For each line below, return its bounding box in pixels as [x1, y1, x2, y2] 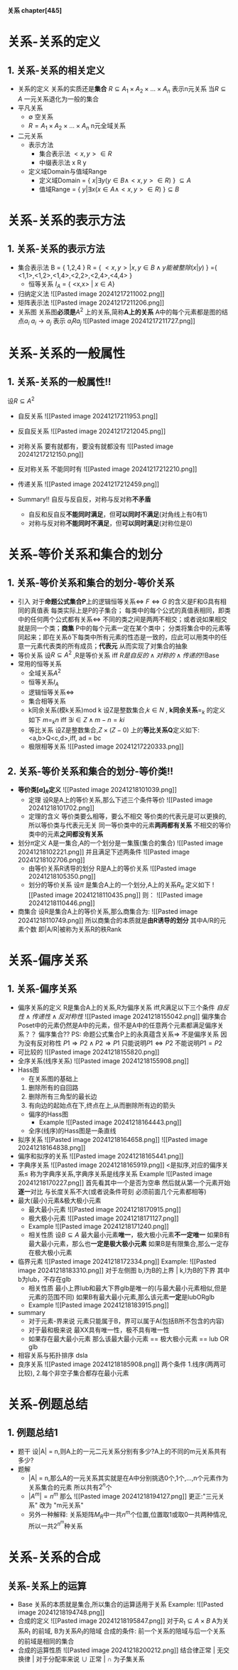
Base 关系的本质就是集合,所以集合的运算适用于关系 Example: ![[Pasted [17, 1600, 224, 1608]
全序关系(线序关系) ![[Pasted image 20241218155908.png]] [17, 1056, 190, 1065]
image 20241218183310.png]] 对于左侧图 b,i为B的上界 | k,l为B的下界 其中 [17, 1266, 230, 1274]
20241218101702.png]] [28, 803, 94, 812]
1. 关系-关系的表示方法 [7, 243, 105, 255]
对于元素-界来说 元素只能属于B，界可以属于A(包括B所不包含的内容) [28, 1316, 225, 1325]
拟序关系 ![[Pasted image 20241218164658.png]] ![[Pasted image [17, 1135, 208, 1143]
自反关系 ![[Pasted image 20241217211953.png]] [17, 411, 158, 420]
